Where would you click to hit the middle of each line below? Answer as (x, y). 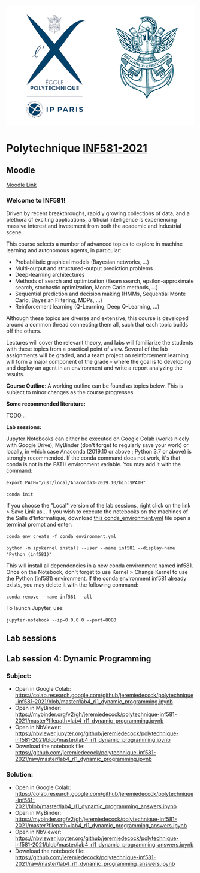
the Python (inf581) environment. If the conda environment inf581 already (96, 578)
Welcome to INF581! (36, 200)
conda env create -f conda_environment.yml (61, 536)
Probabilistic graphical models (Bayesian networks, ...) (82, 262)
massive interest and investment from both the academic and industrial (94, 226)
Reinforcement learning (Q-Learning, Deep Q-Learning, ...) (87, 306)
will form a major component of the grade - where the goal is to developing (99, 361)
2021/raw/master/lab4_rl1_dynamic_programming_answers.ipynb (95, 864)
